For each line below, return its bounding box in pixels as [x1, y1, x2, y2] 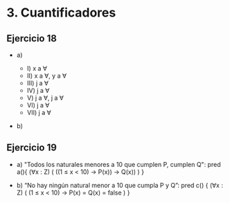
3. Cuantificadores [6, 5, 116, 21]
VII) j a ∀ [26, 109, 51, 116]
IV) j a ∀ [26, 87, 50, 94]
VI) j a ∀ [26, 101, 50, 109]
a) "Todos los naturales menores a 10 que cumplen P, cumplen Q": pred [16, 160, 221, 168]
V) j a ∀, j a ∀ [26, 94, 64, 102]
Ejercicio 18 [6, 33, 57, 44]
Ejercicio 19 [6, 142, 57, 154]
